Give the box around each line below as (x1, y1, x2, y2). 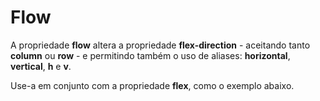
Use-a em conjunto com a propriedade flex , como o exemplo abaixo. (10, 79, 295, 91)
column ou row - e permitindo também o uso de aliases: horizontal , (10, 49, 291, 61)
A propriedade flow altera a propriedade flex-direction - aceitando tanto (10, 39, 311, 51)
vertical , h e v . (10, 60, 72, 72)
